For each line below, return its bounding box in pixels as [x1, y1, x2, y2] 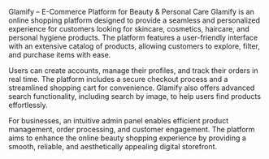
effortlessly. [8, 101, 49, 110]
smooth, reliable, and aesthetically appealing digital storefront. [8, 142, 218, 151]
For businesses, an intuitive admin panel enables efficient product [8, 116, 229, 125]
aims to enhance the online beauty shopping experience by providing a [8, 133, 246, 143]
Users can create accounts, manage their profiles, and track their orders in [8, 66, 258, 75]
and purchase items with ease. [8, 50, 111, 59]
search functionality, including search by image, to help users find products [8, 92, 262, 101]
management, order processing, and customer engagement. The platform [8, 125, 255, 134]
